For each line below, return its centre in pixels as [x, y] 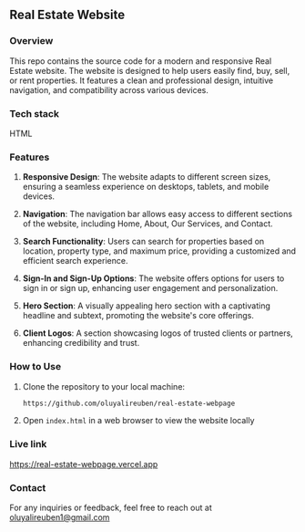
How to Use [36, 367]
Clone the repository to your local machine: [103, 386]
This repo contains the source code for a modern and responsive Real [141, 61]
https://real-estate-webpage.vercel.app [84, 464]
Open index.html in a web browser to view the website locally [138, 421]
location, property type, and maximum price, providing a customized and [159, 251]
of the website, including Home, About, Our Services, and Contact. [147, 224]
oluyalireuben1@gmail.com [60, 517]
